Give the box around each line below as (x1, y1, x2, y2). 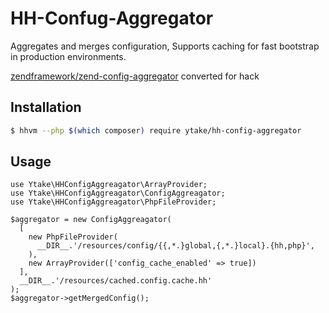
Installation (10, 99, 82, 116)
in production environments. (10, 50, 127, 62)
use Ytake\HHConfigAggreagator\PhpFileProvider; (10, 197, 217, 207)
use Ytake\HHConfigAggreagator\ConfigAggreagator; (10, 188, 226, 199)
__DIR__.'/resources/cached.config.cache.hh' (19, 276, 213, 286)
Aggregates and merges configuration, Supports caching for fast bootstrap (10, 40, 320, 52)
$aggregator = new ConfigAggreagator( (10, 215, 172, 225)
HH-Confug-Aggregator (10, 7, 214, 30)
